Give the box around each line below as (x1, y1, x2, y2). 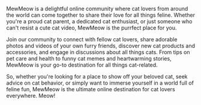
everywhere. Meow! (6, 92, 56, 99)
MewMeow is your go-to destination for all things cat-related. (6, 61, 158, 68)
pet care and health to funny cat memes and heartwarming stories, (6, 55, 172, 62)
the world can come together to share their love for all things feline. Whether (6, 11, 196, 19)
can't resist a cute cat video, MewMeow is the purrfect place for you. (6, 24, 177, 31)
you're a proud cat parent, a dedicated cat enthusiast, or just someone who (6, 18, 193, 25)
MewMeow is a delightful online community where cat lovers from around (6, 5, 188, 12)
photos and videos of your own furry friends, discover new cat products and (6, 42, 196, 49)
